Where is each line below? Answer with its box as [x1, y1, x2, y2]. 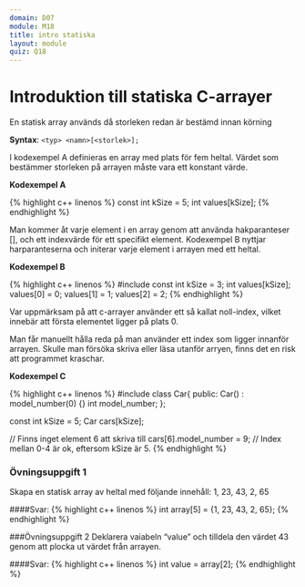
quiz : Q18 [9, 47, 47, 57]
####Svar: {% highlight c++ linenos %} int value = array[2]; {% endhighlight [9, 559, 296, 570]
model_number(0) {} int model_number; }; [9, 398, 167, 409]
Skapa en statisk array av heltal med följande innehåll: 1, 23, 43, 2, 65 [9, 487, 269, 498]
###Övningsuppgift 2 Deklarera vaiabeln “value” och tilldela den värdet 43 [9, 531, 290, 542]
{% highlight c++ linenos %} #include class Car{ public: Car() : [9, 388, 244, 399]
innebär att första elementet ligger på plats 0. [9, 316, 179, 327]
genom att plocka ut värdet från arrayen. [9, 541, 162, 552]
